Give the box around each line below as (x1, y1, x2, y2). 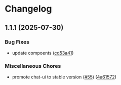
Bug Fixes (5, 38, 30, 46)
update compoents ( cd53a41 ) (12, 50, 74, 56)
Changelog (5, 3, 52, 15)
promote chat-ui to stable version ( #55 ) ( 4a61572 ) (12, 74, 117, 80)
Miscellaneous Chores (5, 62, 61, 69)
